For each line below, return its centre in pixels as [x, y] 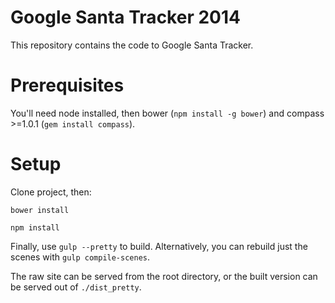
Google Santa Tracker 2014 [125, 17]
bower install [40, 210]
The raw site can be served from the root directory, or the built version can [164, 276]
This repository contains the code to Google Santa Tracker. [132, 45]
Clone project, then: [51, 192]
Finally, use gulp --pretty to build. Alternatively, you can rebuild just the [159, 246]
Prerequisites [67, 85]
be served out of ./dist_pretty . [76, 287]
